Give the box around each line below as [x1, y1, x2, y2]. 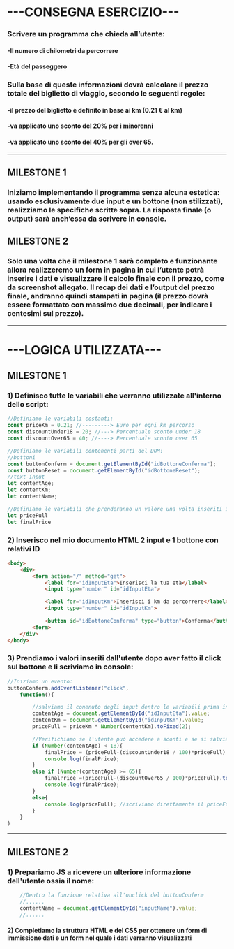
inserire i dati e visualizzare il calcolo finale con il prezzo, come [7, 274, 225, 284]
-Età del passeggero [7, 62, 68, 71]
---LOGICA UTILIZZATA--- [7, 342, 162, 358]
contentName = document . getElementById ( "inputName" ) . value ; [19, 904, 198, 912]
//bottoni [7, 454, 36, 461]
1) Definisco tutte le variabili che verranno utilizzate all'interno [7, 391, 221, 400]
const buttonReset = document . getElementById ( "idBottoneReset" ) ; [7, 467, 201, 474]
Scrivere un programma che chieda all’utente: [7, 29, 165, 39]
